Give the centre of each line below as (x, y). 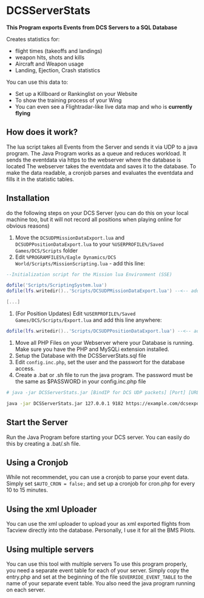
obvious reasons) (28, 226)
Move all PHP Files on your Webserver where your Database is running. (104, 342)
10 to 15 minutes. (27, 490)
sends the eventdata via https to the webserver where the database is (93, 160)
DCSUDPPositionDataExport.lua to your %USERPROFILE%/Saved (89, 244)
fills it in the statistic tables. (40, 179)
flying (23, 113)
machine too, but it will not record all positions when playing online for (94, 219)
